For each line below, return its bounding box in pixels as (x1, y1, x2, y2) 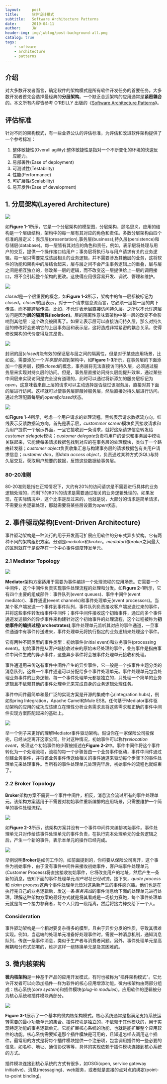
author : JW (5, 26, 37, 31)
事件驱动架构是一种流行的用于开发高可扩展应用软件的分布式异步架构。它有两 (5, 532, 162, 538)
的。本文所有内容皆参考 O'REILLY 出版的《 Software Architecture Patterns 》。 (5, 100, 162, 106)
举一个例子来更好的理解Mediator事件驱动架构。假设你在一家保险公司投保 (5, 730, 154, 736)
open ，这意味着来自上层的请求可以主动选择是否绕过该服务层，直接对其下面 (5, 381, 160, 387)
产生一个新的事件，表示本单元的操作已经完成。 (13, 837, 110, 843)
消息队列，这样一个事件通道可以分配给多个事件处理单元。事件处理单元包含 (5, 668, 158, 675)
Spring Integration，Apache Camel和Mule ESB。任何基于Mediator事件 (9, 698, 154, 704)
